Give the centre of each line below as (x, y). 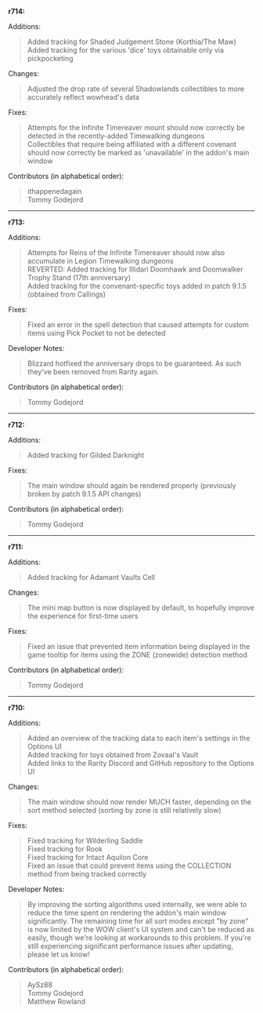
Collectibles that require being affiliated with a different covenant (132, 144)
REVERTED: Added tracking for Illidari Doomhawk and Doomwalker (135, 269)
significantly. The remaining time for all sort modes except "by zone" (138, 921)
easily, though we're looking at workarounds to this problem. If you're (139, 938)
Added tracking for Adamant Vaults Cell (91, 577)
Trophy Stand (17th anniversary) (79, 277)
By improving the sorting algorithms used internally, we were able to (137, 904)
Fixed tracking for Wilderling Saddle (85, 840)
